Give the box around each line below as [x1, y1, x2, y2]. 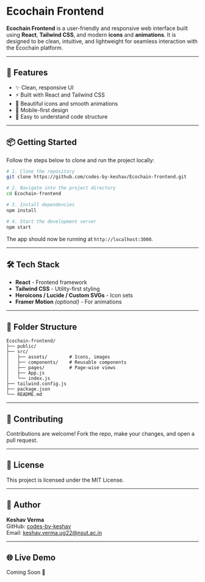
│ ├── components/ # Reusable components [6, 359, 127, 365]
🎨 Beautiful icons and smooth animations [15, 100, 118, 107]
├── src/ [6, 349, 29, 355]
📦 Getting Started [6, 137, 77, 147]
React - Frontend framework [15, 278, 87, 286]
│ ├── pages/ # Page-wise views [6, 365, 116, 371]
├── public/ [6, 343, 37, 349]
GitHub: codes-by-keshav [6, 522, 71, 530]
